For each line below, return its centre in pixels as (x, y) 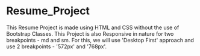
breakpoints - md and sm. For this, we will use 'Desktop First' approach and (100, 40)
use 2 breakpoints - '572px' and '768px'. (57, 46)
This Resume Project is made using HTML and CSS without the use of (93, 27)
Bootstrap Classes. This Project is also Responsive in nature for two (90, 33)
